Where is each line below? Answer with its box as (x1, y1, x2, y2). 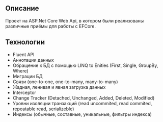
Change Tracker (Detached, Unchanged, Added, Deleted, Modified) (12, 94, 155, 101)
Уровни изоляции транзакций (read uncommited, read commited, (12, 100, 152, 106)
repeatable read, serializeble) (12, 106, 74, 112)
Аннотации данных (12, 57, 55, 63)
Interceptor (12, 89, 37, 95)
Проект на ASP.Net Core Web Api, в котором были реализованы (5, 17, 144, 23)
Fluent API (12, 51, 35, 58)
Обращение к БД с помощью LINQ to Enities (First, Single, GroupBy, (12, 62, 158, 68)
